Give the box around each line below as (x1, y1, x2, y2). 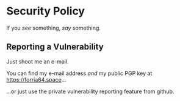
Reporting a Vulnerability (6, 42, 104, 52)
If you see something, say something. (6, 24, 101, 31)
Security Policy (6, 4, 85, 18)
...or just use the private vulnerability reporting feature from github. (6, 88, 175, 95)
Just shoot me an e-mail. (6, 57, 69, 65)
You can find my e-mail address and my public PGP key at (6, 70, 153, 77)
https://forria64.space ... (6, 76, 67, 83)
